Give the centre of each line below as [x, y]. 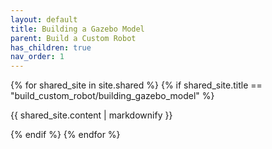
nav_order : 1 [37, 57]
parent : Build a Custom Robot [73, 38]
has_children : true [51, 47]
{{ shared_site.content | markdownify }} [91, 115]
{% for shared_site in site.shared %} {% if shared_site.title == [136, 85]
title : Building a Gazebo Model [77, 29]
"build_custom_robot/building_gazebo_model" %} [112, 96]
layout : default [44, 19]
